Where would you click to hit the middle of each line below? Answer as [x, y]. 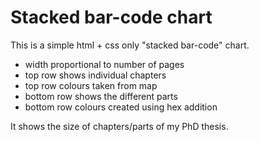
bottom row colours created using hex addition [121, 107]
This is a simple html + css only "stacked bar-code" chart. [130, 45]
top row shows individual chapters [95, 75]
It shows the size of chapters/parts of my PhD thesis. [119, 126]
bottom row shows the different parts [101, 96]
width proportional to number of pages [104, 64]
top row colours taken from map [91, 85]
